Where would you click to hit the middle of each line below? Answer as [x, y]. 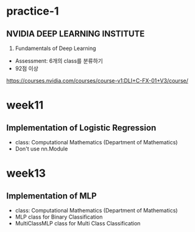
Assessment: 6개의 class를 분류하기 [59, 61]
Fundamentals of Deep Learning [55, 48]
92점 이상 [27, 69]
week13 [26, 173]
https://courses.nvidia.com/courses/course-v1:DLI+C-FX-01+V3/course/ [97, 81]
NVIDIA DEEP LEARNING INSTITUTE [76, 34]
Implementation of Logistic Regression [81, 128]
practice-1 [33, 11]
